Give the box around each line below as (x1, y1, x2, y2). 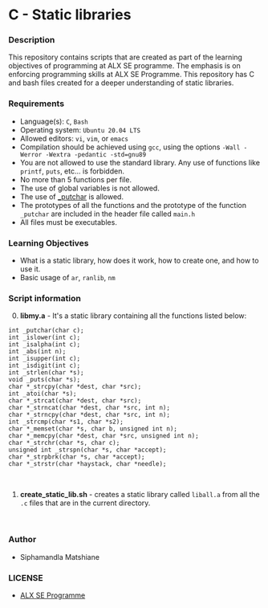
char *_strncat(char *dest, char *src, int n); (8, 404, 171, 412)
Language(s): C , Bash (19, 116, 88, 126)
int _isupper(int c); (8, 355, 81, 363)
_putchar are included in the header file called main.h (19, 209, 195, 218)
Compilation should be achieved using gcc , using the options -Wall (19, 142, 241, 152)
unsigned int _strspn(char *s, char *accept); (8, 446, 167, 455)
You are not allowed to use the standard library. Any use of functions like (19, 157, 261, 167)
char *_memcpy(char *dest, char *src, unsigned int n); (8, 432, 199, 440)
